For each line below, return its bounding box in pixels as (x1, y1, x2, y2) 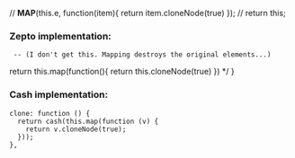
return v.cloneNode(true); (25, 125, 127, 134)
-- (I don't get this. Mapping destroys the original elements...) (13, 50, 272, 59)
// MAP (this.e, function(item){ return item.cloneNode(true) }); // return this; (9, 8, 286, 18)
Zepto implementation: (9, 30, 112, 42)
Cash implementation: (9, 89, 109, 101)
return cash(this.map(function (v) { (17, 117, 159, 126)
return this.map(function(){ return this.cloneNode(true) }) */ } (9, 66, 236, 77)
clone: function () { (9, 109, 91, 118)
